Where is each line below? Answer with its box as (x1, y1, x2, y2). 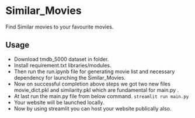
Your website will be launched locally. (13, 99, 105, 106)
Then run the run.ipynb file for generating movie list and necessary (13, 68, 175, 75)
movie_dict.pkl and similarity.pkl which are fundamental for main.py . (13, 86, 179, 94)
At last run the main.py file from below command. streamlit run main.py (13, 92, 189, 99)
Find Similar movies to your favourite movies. (5, 23, 114, 30)
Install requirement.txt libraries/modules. (13, 62, 112, 69)
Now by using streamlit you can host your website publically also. (13, 105, 172, 112)
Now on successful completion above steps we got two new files (13, 80, 170, 87)
